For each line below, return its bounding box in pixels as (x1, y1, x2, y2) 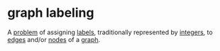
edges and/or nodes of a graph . (7, 35, 101, 43)
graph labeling (7, 5, 94, 21)
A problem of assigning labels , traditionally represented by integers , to (7, 28, 213, 36)
